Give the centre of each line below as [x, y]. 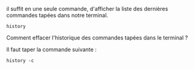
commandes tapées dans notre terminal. [57, 15]
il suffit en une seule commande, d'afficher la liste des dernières [87, 9]
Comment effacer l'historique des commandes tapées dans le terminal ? [97, 38]
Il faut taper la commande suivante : [51, 49]
